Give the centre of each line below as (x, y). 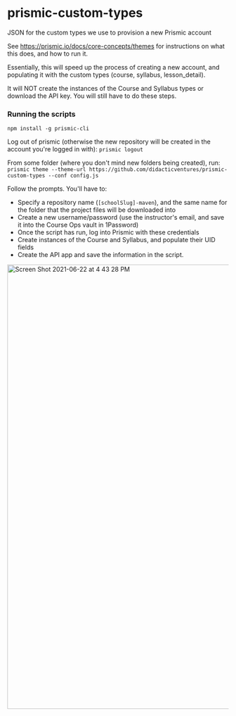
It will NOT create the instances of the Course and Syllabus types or (105, 88)
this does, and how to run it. (48, 54)
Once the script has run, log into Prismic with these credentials (108, 232)
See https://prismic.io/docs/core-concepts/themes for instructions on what (116, 46)
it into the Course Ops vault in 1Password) (78, 225)
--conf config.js (73, 176)
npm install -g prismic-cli (48, 129)
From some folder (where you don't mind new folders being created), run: (114, 163)
